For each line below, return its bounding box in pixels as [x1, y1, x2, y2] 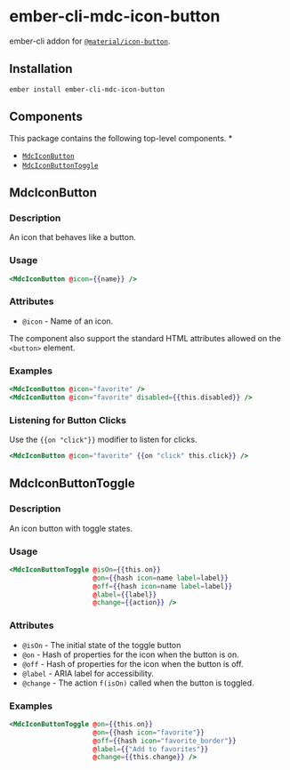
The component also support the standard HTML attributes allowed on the [9, 333, 282, 343]
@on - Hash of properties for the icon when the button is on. [21, 649, 239, 660]
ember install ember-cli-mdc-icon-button [9, 84, 165, 94]
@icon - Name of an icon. [21, 316, 114, 326]
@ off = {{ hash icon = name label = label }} [93, 582, 233, 590]
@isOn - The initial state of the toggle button [21, 639, 181, 650]
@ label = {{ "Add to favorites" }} [93, 744, 209, 753]
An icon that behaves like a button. [9, 232, 136, 243]
